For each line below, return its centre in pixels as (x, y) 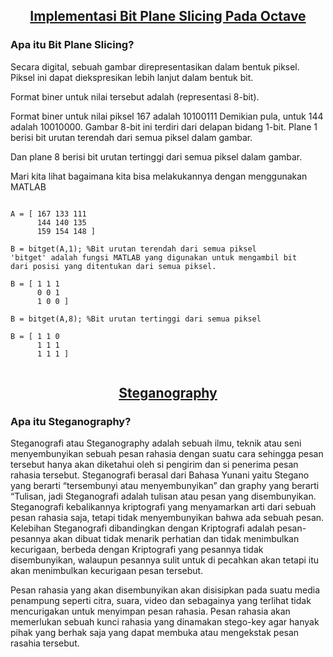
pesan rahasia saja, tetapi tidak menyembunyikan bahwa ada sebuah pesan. (167, 518)
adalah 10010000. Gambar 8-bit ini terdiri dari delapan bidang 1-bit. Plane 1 (164, 126)
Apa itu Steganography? (71, 421)
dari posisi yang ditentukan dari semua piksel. (113, 266)
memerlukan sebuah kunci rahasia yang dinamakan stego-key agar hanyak (165, 622)
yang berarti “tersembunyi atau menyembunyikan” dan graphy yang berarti (165, 486)
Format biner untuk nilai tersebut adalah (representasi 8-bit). (135, 96)
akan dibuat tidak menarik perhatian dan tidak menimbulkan (176, 539)
